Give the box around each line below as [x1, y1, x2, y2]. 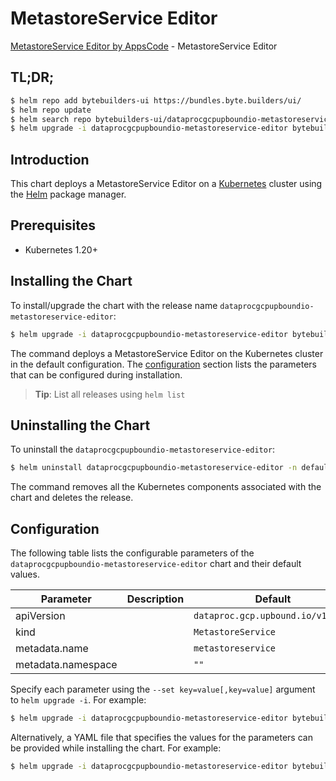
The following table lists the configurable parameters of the [10, 547, 255, 559]
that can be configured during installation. [10, 368, 183, 381]
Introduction [10, 151, 90, 168]
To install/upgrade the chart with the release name [10, 299, 218, 311]
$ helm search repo [10, 114, 92, 124]
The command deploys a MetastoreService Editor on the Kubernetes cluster [10, 347, 324, 359]
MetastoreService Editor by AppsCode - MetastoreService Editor [10, 40, 278, 52]
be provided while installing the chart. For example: [10, 742, 222, 754]
